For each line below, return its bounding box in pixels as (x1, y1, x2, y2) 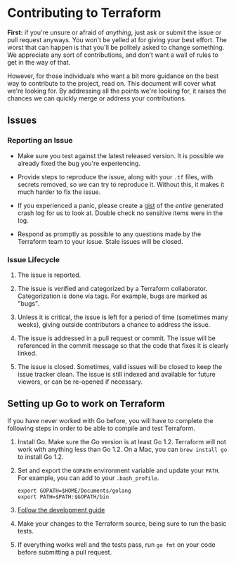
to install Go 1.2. (17, 452, 64, 461)
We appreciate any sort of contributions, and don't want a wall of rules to (7, 51, 219, 59)
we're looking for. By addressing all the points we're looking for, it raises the (7, 86, 227, 95)
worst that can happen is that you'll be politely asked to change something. (7, 43, 225, 51)
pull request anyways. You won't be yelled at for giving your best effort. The (7, 35, 227, 44)
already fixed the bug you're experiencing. (17, 159, 140, 167)
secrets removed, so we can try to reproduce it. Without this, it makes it (17, 180, 225, 188)
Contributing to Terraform (7, 5, 162, 21)
